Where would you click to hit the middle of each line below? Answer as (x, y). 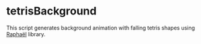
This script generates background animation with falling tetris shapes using (101, 28)
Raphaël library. (26, 34)
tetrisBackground (51, 11)
